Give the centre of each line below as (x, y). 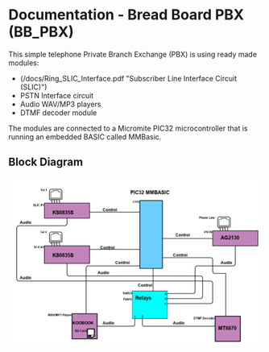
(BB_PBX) (41, 32)
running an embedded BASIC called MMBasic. (85, 137)
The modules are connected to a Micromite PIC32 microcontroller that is (128, 128)
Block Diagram (46, 162)
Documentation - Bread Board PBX (126, 15)
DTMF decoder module (58, 112)
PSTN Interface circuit (57, 95)
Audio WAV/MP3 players (60, 104)
